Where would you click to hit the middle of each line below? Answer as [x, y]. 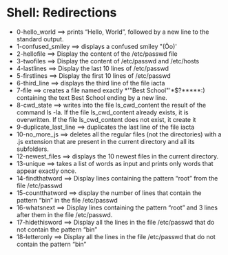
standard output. [40, 39]
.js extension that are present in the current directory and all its [105, 141]
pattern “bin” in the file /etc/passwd [67, 200]
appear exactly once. [46, 171]
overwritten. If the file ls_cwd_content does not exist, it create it [106, 119]
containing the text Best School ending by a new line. [92, 97]
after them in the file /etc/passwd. [64, 214]
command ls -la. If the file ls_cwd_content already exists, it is [102, 112]
